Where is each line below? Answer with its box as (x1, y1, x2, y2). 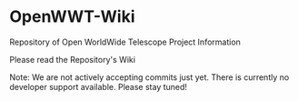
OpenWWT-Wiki (9, 6, 135, 27)
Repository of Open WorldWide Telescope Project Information (9, 36, 241, 47)
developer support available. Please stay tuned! (9, 81, 188, 92)
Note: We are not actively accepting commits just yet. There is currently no (9, 71, 290, 83)
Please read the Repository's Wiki (9, 54, 136, 65)
